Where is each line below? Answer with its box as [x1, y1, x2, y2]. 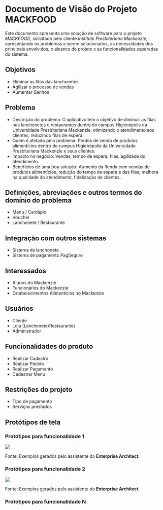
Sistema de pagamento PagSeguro [12, 253, 83, 258]
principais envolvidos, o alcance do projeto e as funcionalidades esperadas [5, 46, 159, 52]
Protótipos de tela [5, 418, 61, 426]
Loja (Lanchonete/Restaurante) [12, 323, 75, 328]
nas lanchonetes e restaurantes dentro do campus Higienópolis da [12, 122, 148, 128]
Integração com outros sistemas [5, 234, 107, 242]
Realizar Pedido [12, 361, 44, 366]
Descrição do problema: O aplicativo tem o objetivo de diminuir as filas [12, 116, 156, 122]
